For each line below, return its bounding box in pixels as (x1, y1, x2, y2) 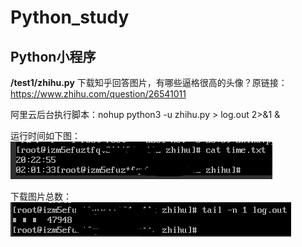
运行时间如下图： (10, 130, 81, 141)
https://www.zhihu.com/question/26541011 (10, 88, 187, 100)
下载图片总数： (10, 191, 72, 202)
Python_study (10, 6, 130, 29)
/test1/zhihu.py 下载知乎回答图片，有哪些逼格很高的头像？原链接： (10, 77, 288, 88)
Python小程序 (10, 48, 97, 65)
